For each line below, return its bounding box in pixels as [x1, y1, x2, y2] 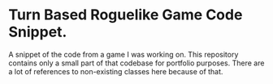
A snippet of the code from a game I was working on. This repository [8, 49, 239, 59]
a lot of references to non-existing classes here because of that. [8, 66, 223, 76]
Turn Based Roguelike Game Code [8, 6, 243, 24]
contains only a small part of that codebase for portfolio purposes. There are [8, 58, 265, 68]
